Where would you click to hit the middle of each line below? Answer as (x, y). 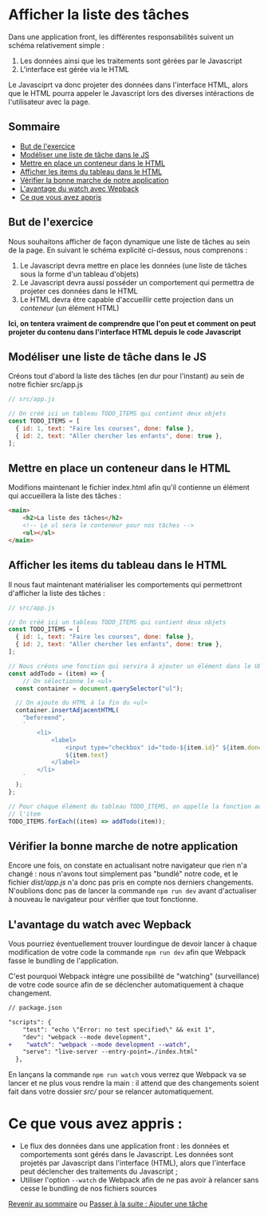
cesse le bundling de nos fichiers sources (88, 1189)
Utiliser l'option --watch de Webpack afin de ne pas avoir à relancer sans (139, 1180)
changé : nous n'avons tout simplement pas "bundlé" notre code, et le (123, 874)
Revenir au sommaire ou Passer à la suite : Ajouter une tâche (108, 1204)
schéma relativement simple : (57, 45)
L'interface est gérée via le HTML (74, 69)
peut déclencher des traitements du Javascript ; (99, 1171)
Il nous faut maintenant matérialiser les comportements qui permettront (125, 584)
